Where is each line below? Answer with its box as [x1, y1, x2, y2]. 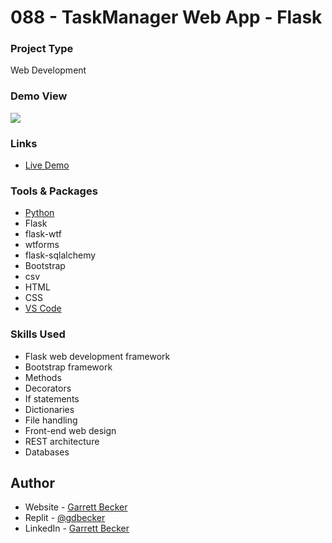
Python [24, 207, 55, 219]
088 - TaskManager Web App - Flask [10, 6, 323, 29]
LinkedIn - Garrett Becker [24, 522, 130, 535]
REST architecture [24, 435, 100, 447]
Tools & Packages [10, 184, 98, 198]
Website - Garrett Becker [24, 501, 128, 513]
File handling [24, 414, 78, 426]
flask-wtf [24, 228, 62, 240]
